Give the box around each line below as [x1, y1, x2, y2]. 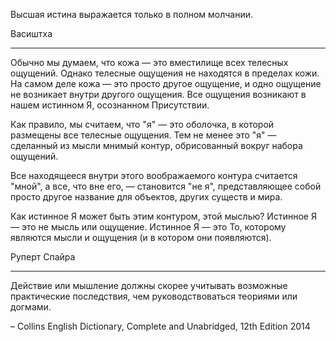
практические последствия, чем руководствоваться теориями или [10, 290, 298, 302]
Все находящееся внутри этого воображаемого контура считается [10, 170, 298, 181]
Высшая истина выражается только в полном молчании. [10, 9, 254, 20]
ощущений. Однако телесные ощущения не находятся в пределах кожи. [10, 67, 320, 79]
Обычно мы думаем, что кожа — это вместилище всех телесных [10, 57, 289, 68]
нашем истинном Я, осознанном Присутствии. [10, 99, 210, 111]
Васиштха [10, 28, 53, 39]
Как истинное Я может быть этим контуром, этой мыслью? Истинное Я [10, 210, 317, 222]
